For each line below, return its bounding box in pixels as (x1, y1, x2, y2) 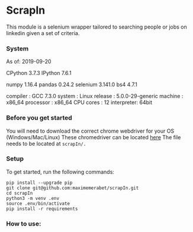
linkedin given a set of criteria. (6, 29, 80, 36)
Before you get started (6, 114, 72, 122)
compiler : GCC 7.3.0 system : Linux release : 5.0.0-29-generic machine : (6, 93, 184, 100)
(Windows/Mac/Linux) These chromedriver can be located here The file (6, 133, 181, 140)
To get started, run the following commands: (6, 168, 114, 175)
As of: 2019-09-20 (6, 58, 52, 65)
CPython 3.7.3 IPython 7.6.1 (6, 70, 72, 77)
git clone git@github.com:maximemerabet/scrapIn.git (6, 185, 139, 191)
